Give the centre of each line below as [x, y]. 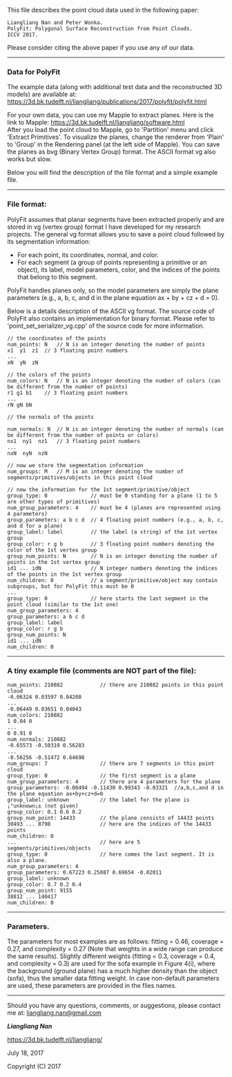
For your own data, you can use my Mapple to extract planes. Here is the [110, 115]
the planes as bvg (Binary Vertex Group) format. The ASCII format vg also [112, 152]
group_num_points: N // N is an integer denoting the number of [112, 556]
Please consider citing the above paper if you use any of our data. [101, 47]
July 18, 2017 [26, 1053]
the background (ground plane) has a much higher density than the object [112, 971]
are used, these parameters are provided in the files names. [92, 986]
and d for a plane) [35, 526]
